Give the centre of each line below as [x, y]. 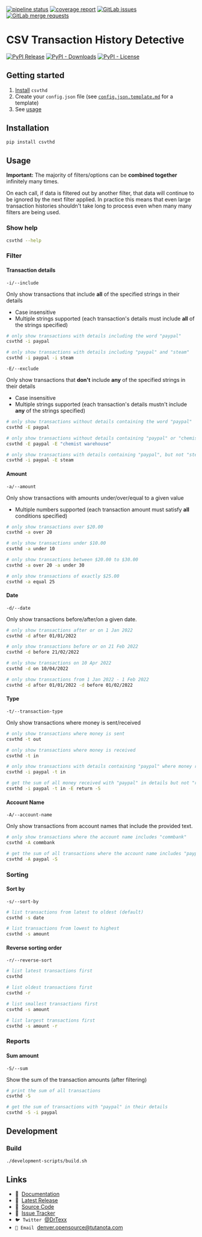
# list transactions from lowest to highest [63, 929]
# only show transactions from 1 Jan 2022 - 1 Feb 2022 [78, 680]
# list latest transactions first [50, 971]
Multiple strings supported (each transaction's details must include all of [105, 318]
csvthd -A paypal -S [32, 859]
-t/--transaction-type [35, 711]
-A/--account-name [29, 815]
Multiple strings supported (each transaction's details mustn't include [101, 404]
